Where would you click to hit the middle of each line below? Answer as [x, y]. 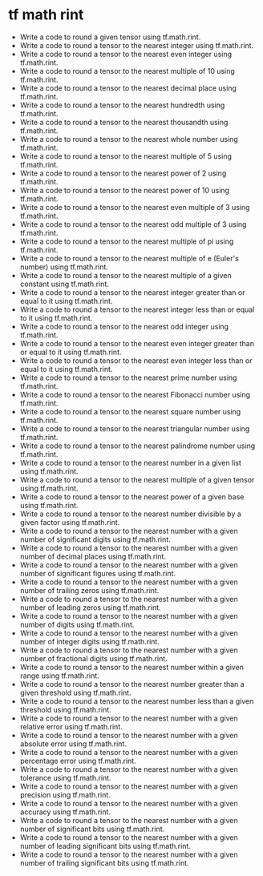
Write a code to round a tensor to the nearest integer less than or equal [137, 309]
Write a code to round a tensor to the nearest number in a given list [131, 462]
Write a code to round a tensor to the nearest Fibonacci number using [135, 394]
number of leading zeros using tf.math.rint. [91, 608]
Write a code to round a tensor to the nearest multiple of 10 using [127, 71]
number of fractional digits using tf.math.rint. [94, 658]
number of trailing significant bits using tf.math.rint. [105, 862]
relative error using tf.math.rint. [71, 726]
